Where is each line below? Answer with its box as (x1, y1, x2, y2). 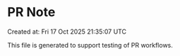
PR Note (7, 4, 56, 20)
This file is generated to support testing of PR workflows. (7, 41, 173, 49)
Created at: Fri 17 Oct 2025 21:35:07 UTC (7, 27, 127, 36)
